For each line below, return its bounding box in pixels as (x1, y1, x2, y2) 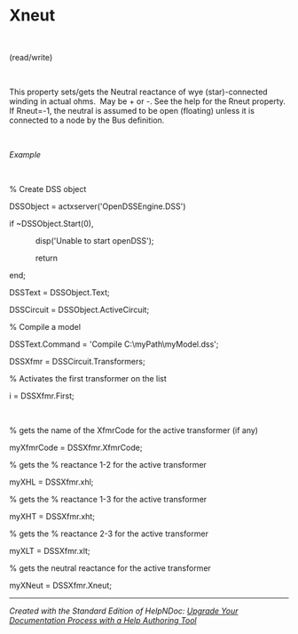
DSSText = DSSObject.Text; (9, 286, 110, 298)
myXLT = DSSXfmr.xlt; (9, 545, 90, 556)
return (35, 253, 59, 263)
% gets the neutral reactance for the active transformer (9, 562, 211, 574)
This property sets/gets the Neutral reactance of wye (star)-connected (9, 86, 268, 97)
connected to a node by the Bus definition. (9, 115, 165, 125)
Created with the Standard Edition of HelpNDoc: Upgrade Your (9, 606, 239, 616)
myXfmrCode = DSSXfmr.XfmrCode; (9, 442, 143, 453)
